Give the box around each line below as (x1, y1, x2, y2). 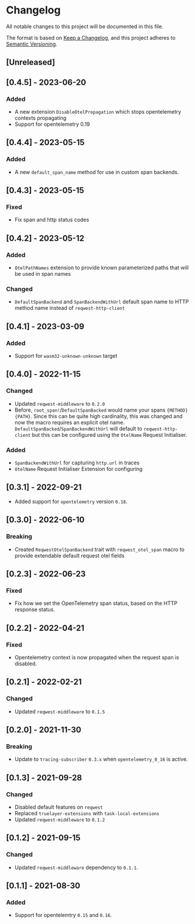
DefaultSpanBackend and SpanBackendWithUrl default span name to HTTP (14, 298, 189, 305)
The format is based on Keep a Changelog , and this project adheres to (6, 34, 176, 41)
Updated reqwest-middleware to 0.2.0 (14, 400, 105, 407)
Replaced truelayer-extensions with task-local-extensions (14, 809, 160, 817)
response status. (14, 606, 56, 613)
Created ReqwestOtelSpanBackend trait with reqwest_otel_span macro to (14, 546, 185, 553)
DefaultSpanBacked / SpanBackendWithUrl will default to (14, 425, 142, 432)
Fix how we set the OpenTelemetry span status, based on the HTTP (14, 600, 177, 607)
